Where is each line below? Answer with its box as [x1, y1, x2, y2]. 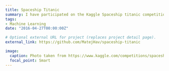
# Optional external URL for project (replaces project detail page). [5, 35, 156, 40]
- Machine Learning [5, 21, 46, 26]
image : [5, 48, 19, 53]
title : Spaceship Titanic [5, 7, 59, 12]
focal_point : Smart [10, 58, 51, 63]
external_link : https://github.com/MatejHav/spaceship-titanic [5, 39, 141, 45]
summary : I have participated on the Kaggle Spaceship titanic [5, 12, 141, 17]
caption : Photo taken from [10, 53, 66, 58]
